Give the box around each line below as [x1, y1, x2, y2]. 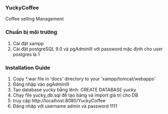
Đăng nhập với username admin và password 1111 [12, 103, 117, 109]
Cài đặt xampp [12, 40, 44, 46]
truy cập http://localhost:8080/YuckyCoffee [12, 97, 106, 104]
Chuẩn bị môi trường [5, 29, 58, 36]
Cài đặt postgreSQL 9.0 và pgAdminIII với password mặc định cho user [12, 46, 163, 52]
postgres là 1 [12, 51, 40, 58]
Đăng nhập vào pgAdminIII [12, 81, 69, 87]
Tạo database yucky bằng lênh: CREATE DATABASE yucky [12, 86, 137, 92]
